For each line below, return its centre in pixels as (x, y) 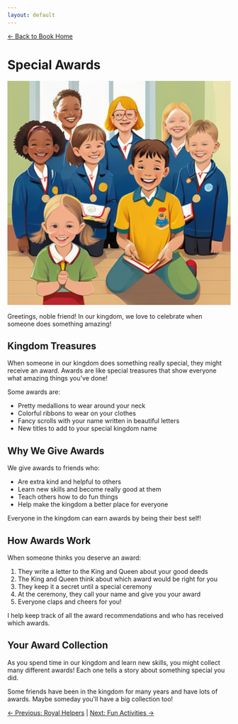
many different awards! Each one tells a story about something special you (116, 670)
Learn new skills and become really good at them (89, 489)
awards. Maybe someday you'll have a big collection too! (90, 699)
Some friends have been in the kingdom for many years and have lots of (113, 691)
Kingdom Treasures (52, 346)
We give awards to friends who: (54, 468)
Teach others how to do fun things (68, 497)
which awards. (29, 623)
